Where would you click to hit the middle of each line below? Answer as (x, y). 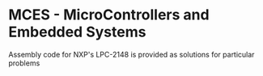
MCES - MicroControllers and (109, 15)
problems (24, 63)
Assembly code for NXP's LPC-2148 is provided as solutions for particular (131, 54)
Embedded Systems (77, 32)
